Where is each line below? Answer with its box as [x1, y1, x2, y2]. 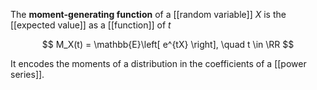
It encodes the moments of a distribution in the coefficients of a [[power [10, 58, 307, 69]
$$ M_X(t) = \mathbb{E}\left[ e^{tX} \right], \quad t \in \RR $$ [41, 39, 295, 50]
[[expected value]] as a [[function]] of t [10, 19, 172, 31]
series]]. [10, 69, 45, 80]
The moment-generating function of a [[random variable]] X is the [10, 9, 287, 20]
